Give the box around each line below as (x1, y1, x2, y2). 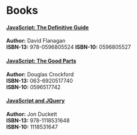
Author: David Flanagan (6, 37, 66, 44)
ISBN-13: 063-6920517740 (6, 77, 73, 84)
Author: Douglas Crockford (6, 70, 74, 78)
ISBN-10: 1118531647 (6, 123, 58, 130)
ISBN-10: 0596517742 (6, 83, 61, 91)
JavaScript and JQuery (6, 97, 65, 104)
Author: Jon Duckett (6, 110, 57, 118)
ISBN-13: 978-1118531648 (6, 116, 70, 124)
